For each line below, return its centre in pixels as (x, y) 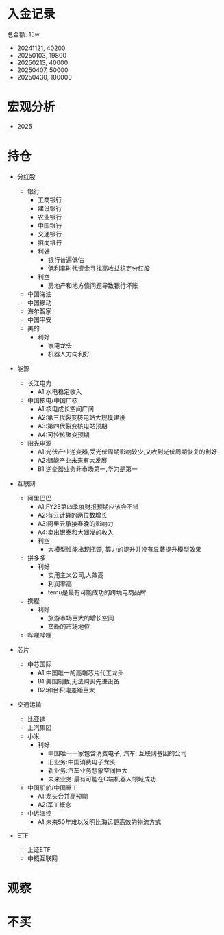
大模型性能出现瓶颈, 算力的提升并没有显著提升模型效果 (125, 549)
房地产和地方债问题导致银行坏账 (93, 285)
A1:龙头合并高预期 (63, 796)
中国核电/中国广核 (52, 400)
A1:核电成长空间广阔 (66, 409)
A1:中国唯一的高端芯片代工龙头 (81, 672)
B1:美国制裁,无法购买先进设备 (78, 681)
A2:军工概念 (54, 804)
